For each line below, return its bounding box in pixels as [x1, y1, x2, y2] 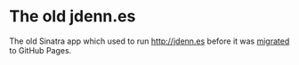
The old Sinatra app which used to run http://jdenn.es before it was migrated [9, 36, 290, 46]
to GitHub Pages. [9, 45, 72, 55]
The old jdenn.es [9, 6, 136, 27]
